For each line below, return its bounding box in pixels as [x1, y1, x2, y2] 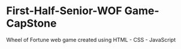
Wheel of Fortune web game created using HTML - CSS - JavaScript [6, 36, 176, 43]
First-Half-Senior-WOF [6, 4, 122, 18]
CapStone [6, 17, 57, 30]
